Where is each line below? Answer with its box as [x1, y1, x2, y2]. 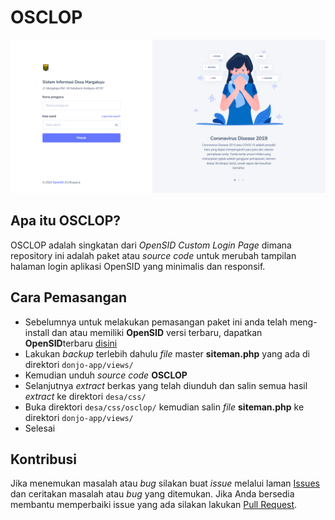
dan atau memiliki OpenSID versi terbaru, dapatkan [51, 326, 263, 338]
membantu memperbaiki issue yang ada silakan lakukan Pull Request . [10, 499, 298, 511]
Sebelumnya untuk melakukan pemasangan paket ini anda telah [24, 316, 288, 328]
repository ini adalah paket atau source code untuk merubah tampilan [10, 249, 297, 261]
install [24, 326, 50, 338]
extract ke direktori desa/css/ [24, 390, 147, 402]
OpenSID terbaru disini [24, 337, 118, 349]
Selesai [24, 422, 56, 434]
